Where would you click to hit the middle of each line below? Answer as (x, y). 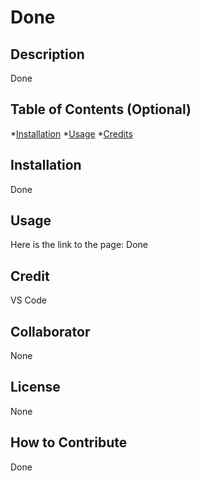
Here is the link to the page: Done (79, 245)
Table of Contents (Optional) (101, 109)
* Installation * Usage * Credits (71, 133)
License (35, 387)
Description (47, 54)
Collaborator (50, 331)
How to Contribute (69, 442)
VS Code (28, 300)
